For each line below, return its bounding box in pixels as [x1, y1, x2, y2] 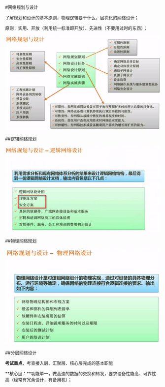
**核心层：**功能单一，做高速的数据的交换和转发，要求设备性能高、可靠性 [5, 370, 157, 376]
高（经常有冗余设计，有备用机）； [5, 377, 72, 383]
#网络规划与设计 [5, 4, 38, 10]
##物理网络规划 [5, 238, 37, 244]
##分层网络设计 [5, 350, 37, 356]
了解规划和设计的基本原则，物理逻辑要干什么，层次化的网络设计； [5, 15, 139, 21]
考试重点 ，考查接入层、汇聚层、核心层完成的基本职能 [5, 360, 113, 366]
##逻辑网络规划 [5, 136, 37, 142]
